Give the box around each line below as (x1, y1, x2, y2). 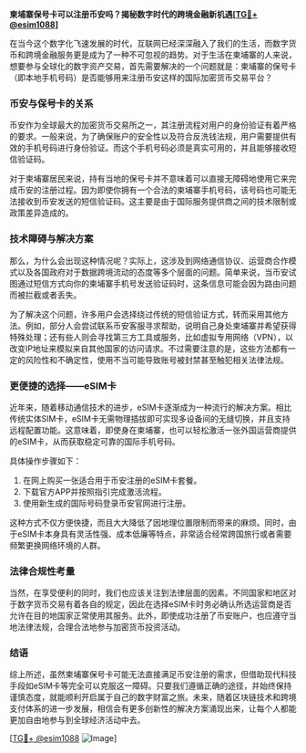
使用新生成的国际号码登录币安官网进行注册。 (22, 497, 191, 508)
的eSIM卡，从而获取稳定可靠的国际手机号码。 (9, 435, 180, 446)
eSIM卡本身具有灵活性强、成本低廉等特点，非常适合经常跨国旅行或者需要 (16, 528, 292, 539)
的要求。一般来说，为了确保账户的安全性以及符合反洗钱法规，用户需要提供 (9, 131, 289, 142)
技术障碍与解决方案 (9, 233, 94, 246)
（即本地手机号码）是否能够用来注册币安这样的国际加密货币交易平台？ (9, 72, 273, 83)
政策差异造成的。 (9, 207, 74, 218)
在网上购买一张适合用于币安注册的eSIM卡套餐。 (22, 475, 202, 486)
